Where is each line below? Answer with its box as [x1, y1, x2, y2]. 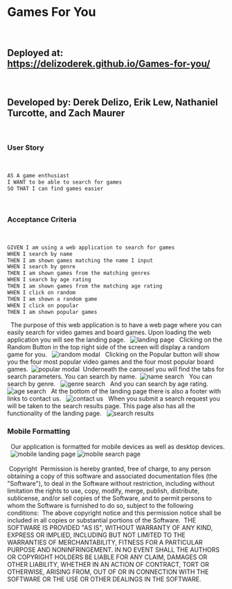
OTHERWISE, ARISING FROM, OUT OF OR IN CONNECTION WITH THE [7, 568, 209, 576]
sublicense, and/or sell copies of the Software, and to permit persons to [7, 493, 213, 502]
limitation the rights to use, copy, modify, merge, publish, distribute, [7, 486, 199, 495]
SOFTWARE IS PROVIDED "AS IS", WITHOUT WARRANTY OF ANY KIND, [7, 523, 213, 531]
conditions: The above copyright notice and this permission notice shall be [7, 509, 222, 517]
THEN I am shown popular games [7, 308, 98, 315]
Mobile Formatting [7, 427, 71, 437]
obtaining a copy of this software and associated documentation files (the [7, 472, 218, 480]
